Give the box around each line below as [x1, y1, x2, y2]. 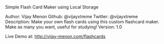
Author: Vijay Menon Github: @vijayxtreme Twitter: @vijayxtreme [5, 14, 138, 19]
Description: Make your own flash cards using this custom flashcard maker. [5, 19, 160, 24]
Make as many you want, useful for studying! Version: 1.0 [5, 24, 122, 30]
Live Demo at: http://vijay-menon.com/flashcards [5, 34, 106, 39]
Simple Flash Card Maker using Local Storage [5, 4, 98, 10]
